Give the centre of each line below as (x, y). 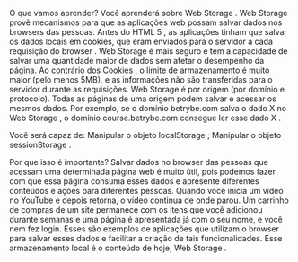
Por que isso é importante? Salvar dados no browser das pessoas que (139, 162)
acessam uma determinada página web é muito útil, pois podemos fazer (143, 171)
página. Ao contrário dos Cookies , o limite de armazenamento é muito (140, 70)
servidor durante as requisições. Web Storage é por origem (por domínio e (147, 89)
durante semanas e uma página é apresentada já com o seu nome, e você (146, 219)
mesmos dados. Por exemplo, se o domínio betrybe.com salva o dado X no (148, 108)
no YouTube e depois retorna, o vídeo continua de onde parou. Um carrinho (149, 200)
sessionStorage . (40, 144)
